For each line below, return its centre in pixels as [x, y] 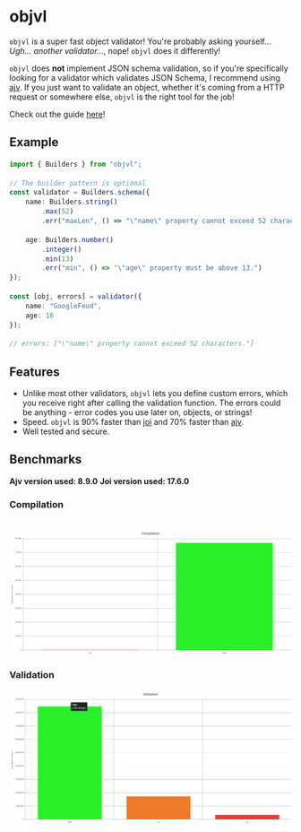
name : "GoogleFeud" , [64, 306]
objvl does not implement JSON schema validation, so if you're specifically [149, 68]
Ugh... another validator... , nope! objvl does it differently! [115, 50]
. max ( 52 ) [58, 212]
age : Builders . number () [70, 239]
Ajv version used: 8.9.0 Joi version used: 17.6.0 [99, 481]
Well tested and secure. [66, 431]
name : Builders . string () [72, 202]
